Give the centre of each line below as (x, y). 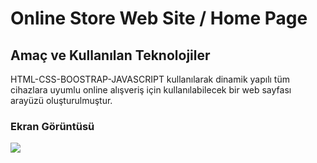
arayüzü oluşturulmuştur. (61, 100)
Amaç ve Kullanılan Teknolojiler (110, 55)
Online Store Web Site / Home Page (159, 18)
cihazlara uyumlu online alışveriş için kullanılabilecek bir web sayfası (151, 90)
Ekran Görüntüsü (52, 126)
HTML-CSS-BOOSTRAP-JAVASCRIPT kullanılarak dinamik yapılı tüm (150, 79)
